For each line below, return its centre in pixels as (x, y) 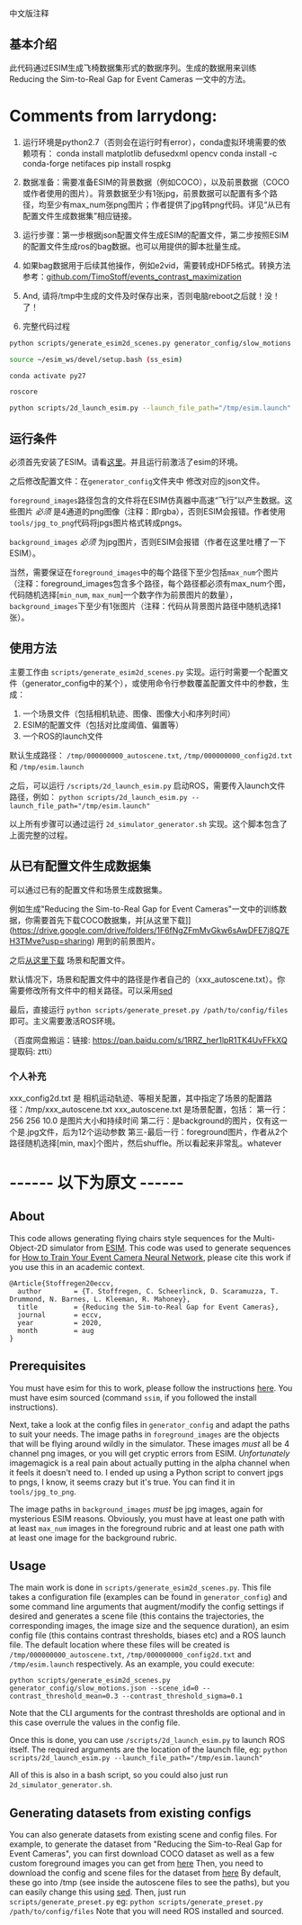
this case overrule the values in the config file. (95, 1722)
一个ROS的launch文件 (62, 736)
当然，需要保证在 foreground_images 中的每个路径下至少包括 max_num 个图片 (144, 572)
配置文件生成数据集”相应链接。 (79, 215)
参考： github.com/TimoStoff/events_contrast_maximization (132, 277)
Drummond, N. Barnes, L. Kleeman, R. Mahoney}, (100, 1299)
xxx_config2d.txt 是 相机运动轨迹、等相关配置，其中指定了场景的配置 (137, 1098)
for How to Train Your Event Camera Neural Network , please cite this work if (151, 1257)
